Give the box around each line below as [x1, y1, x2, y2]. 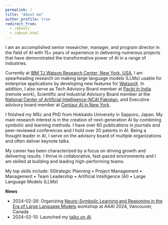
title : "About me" [5, 12, 44, 17]
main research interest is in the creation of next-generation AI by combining [5, 117, 161, 122]
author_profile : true [5, 16, 51, 21]
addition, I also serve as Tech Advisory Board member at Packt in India [5, 86, 151, 91]
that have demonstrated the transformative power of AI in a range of [5, 55, 146, 60]
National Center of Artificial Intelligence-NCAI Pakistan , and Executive [5, 96, 149, 102]
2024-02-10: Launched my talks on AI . [12, 214, 93, 220]
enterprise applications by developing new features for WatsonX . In [5, 80, 144, 86]
